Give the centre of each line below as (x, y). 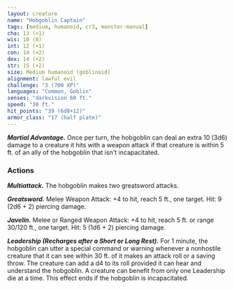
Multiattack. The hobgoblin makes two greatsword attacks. (93, 185)
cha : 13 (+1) (26, 33)
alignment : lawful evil (42, 79)
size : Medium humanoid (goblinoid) (59, 72)
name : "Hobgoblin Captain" (46, 20)
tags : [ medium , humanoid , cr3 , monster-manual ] (78, 27)
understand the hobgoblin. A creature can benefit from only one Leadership (116, 270)
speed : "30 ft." (31, 105)
